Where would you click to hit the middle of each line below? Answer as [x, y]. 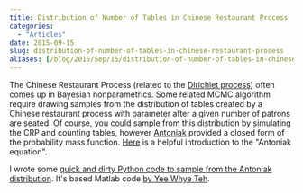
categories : [32, 26]
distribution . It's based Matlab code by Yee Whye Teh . [110, 179]
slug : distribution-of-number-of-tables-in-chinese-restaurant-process [147, 51]
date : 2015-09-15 [42, 43]
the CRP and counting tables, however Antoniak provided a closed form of [147, 132]
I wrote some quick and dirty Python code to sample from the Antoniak [141, 169]
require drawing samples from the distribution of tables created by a [136, 104]
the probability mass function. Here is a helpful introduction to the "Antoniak [150, 142]
